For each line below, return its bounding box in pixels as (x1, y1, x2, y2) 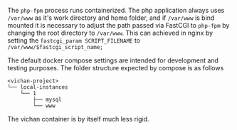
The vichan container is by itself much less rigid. (7, 115, 149, 123)
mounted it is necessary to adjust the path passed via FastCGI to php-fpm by (7, 21, 230, 29)
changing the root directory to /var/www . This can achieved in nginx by (7, 28, 214, 37)
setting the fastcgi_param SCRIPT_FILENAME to (7, 36, 141, 45)
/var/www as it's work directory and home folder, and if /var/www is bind (7, 13, 215, 22)
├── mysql (33, 96, 62, 103)
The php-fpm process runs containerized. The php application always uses (7, 6, 225, 14)
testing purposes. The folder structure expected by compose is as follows (7, 64, 224, 72)
